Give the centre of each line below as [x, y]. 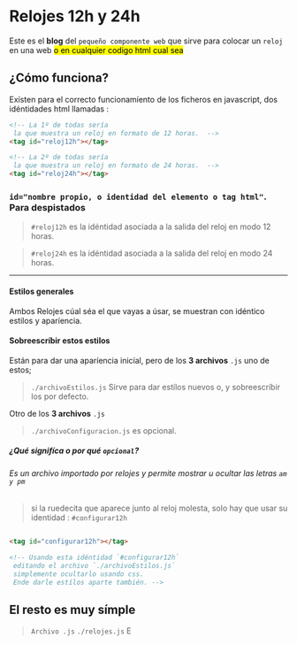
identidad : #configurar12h [79, 518]
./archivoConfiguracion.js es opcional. [103, 430]
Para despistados [47, 207]
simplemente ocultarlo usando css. [78, 574]
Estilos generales [42, 291]
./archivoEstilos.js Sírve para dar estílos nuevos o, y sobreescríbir [156, 387]
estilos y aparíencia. [46, 320]
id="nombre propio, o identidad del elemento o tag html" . [138, 196]
